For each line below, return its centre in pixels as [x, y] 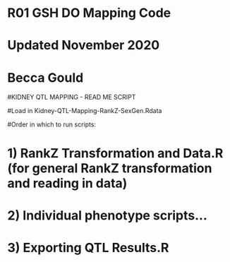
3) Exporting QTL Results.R [88, 248]
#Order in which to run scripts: [52, 124]
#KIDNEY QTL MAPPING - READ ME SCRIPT [72, 97]
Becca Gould [46, 77]
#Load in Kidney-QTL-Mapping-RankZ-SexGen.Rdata [85, 111]
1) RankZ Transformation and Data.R [115, 153]
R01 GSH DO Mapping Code [89, 13]
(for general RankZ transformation [110, 168]
